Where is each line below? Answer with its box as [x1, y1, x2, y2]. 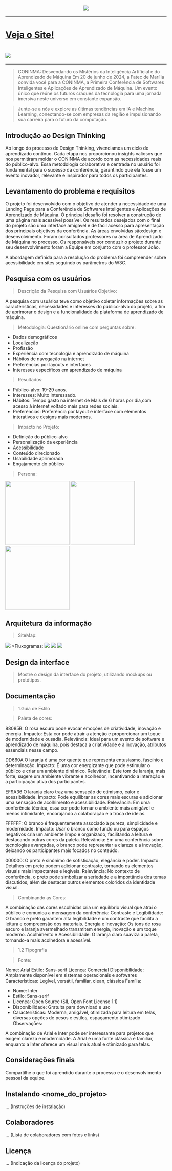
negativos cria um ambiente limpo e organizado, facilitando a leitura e [5, 831, 152, 837]
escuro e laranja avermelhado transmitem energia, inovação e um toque [5, 926, 157, 932]
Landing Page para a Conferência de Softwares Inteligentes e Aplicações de [5, 206, 166, 212]
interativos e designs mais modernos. [12, 414, 92, 420]
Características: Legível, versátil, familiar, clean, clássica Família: [5, 977, 142, 984]
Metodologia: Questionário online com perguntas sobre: [17, 324, 136, 330]
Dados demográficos [12, 334, 57, 340]
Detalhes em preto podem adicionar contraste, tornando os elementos [5, 863, 154, 869]
